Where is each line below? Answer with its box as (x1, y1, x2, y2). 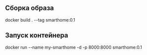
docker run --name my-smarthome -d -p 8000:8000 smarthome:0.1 (5, 44, 143, 50)
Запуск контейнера (5, 31, 68, 40)
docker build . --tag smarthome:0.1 (5, 17, 75, 23)
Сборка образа (5, 4, 54, 12)
